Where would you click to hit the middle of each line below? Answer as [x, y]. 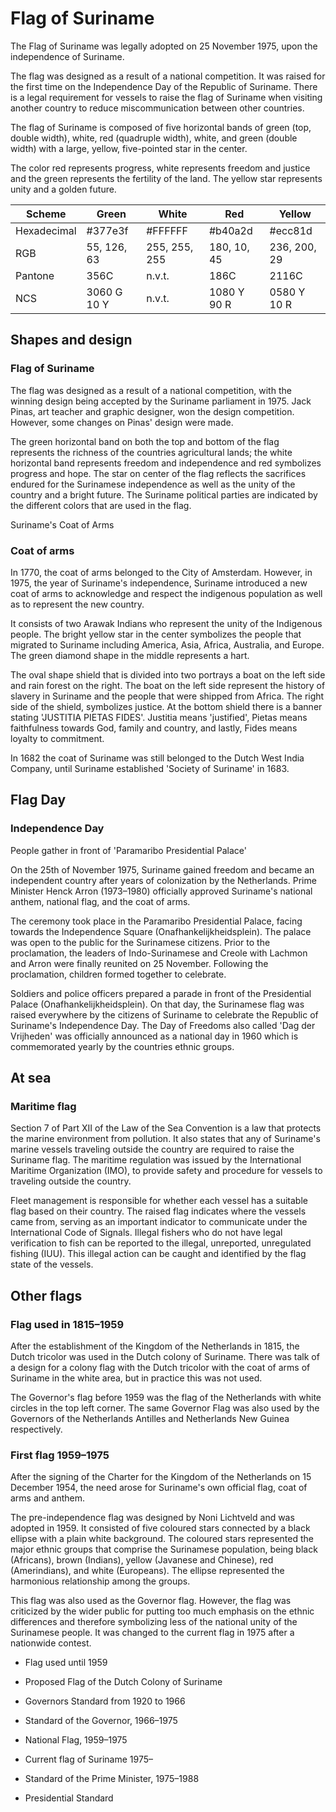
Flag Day [38, 800]
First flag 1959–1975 [60, 1455]
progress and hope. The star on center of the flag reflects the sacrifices [158, 473]
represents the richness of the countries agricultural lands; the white [151, 452]
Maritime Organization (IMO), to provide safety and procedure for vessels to [166, 1171]
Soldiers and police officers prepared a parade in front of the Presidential [161, 993]
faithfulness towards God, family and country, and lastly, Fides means [154, 728]
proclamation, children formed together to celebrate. [118, 974]
